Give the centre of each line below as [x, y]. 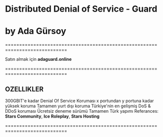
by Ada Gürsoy [36, 31]
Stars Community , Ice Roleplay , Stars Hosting [52, 116]
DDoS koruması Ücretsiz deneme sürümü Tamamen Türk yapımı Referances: [82, 111]
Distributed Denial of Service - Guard [81, 9]
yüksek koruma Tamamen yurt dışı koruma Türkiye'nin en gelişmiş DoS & [78, 106]
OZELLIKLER [24, 89]
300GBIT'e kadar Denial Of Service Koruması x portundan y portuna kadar [80, 101]
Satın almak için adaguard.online [38, 59]
